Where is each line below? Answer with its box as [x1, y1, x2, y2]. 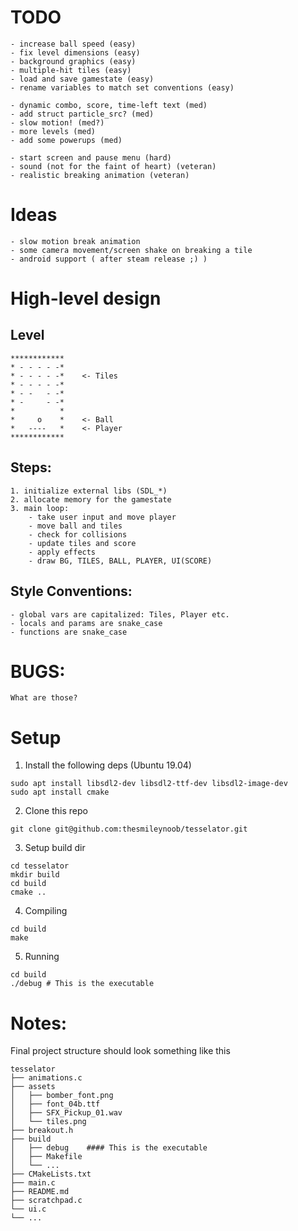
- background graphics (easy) [10, 56, 137, 66]
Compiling [24, 905, 68, 917]
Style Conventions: [10, 583, 133, 600]
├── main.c [10, 1178, 56, 1188]
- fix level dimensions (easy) [10, 47, 141, 58]
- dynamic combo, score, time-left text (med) [10, 100, 208, 110]
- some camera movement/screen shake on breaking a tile [10, 245, 253, 255]
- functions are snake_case [10, 627, 128, 637]
